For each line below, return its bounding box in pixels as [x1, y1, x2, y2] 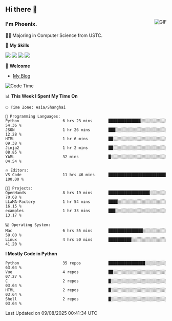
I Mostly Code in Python [5, 250, 57, 257]
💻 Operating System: [5, 222, 51, 228]
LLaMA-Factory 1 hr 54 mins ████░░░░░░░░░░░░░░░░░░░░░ [5, 199, 166, 204]
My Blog [12, 72, 31, 79]
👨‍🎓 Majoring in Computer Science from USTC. [5, 32, 103, 39]
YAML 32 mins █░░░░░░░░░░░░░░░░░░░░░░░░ [5, 154, 166, 159]
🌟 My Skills [5, 42, 30, 48]
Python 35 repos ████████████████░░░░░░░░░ [5, 260, 166, 266]
